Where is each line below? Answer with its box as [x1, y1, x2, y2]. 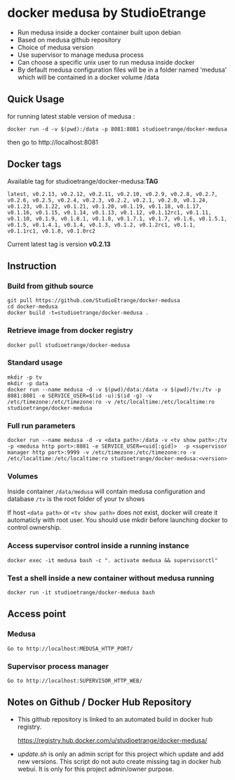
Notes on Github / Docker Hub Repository [7, 696, 192, 708]
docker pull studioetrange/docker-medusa [7, 342, 130, 349]
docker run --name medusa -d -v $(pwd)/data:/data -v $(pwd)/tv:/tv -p [7, 386, 221, 393]
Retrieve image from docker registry [7, 325, 133, 335]
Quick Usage [7, 93, 65, 105]
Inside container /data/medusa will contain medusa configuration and [7, 487, 206, 496]
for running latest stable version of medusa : [7, 112, 135, 120]
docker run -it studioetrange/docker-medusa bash [7, 589, 156, 597]
